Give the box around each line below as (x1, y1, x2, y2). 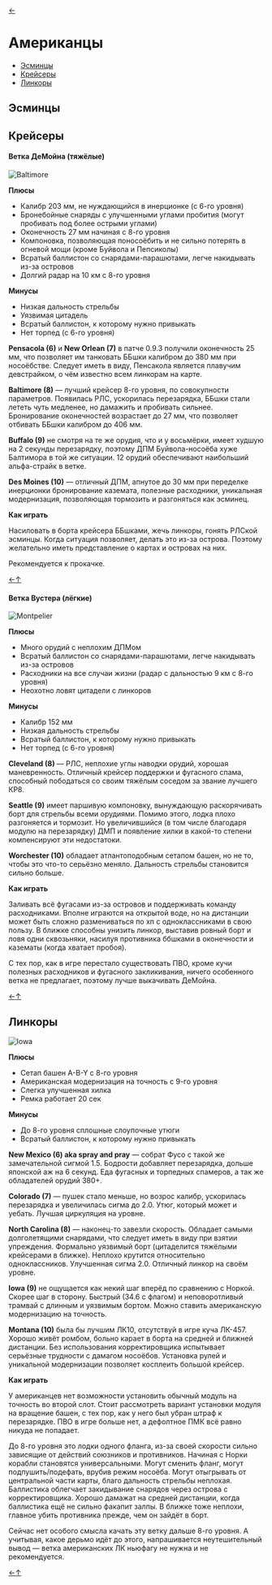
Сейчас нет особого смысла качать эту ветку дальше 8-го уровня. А (8, 1526, 249, 1535)
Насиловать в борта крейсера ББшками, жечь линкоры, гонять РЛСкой (8, 526, 258, 535)
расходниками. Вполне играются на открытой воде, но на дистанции (8, 908, 249, 918)
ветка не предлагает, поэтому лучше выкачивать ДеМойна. (8, 976, 218, 985)
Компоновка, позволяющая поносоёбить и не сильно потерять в (19, 236, 246, 245)
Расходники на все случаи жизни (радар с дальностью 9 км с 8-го (19, 669, 253, 678)
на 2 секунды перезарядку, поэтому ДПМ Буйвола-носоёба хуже (8, 444, 238, 453)
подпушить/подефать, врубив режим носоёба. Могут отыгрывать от (8, 1466, 247, 1476)
